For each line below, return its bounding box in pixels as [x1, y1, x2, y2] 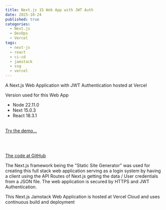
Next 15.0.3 [12, 107, 36, 113]
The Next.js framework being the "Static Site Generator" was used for [5, 163, 150, 168]
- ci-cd [10, 54, 26, 60]
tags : [5, 40, 17, 45]
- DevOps [10, 31, 28, 36]
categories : [5, 21, 30, 27]
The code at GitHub [5, 152, 46, 159]
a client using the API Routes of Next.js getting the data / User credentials [5, 173, 158, 179]
